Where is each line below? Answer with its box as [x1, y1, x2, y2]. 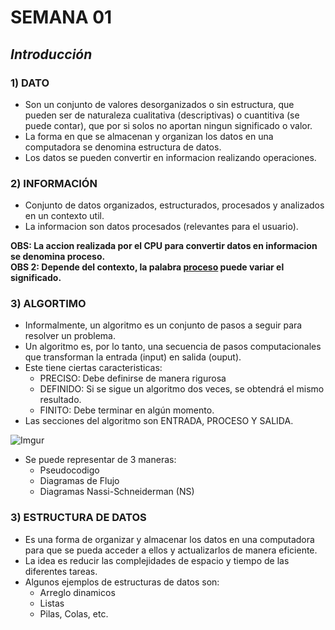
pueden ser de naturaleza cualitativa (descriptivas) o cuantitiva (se [24, 109, 300, 121]
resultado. [39, 394, 82, 406]
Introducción [10, 46, 93, 63]
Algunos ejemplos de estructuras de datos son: [24, 576, 220, 588]
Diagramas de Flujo [39, 475, 120, 487]
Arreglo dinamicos [39, 586, 116, 598]
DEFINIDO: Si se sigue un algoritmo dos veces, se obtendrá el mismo [39, 383, 325, 395]
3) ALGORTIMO [10, 297, 87, 311]
